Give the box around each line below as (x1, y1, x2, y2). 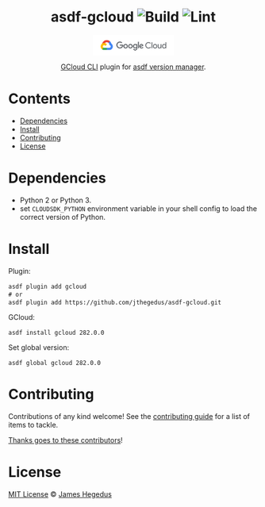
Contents (8, 90, 71, 108)
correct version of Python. (19, 212, 106, 221)
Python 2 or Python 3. (19, 195, 92, 205)
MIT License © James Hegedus (8, 489, 113, 499)
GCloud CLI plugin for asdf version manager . (60, 62, 206, 71)
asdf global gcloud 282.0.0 (8, 359, 102, 367)
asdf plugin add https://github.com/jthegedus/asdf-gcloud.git (8, 298, 222, 306)
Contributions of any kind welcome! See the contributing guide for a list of (8, 411, 250, 421)
